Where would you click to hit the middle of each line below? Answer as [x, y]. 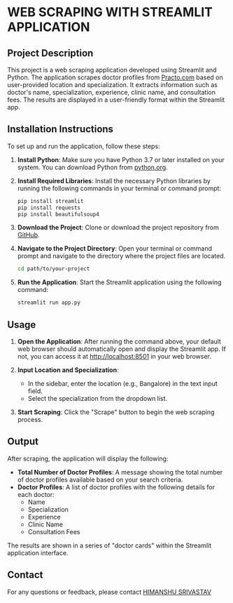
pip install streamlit [50, 201]
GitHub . [28, 235]
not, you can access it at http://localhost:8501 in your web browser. [114, 356]
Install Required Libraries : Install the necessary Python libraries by [114, 180]
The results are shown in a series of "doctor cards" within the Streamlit [110, 545]
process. [30, 419]
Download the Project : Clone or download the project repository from [118, 227]
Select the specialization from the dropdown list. [98, 398]
